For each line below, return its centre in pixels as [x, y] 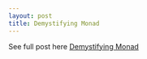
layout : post [30, 16]
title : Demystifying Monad [54, 23]
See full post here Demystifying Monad [74, 46]
